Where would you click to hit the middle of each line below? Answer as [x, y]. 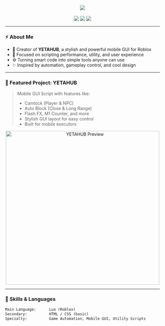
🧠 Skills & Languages [30, 299]
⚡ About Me [19, 37]
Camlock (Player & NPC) [49, 103]
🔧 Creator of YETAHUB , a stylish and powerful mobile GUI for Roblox [82, 50]
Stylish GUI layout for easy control [59, 119]
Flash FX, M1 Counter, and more [57, 114]
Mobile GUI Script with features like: [54, 93]
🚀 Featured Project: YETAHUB [41, 83]
